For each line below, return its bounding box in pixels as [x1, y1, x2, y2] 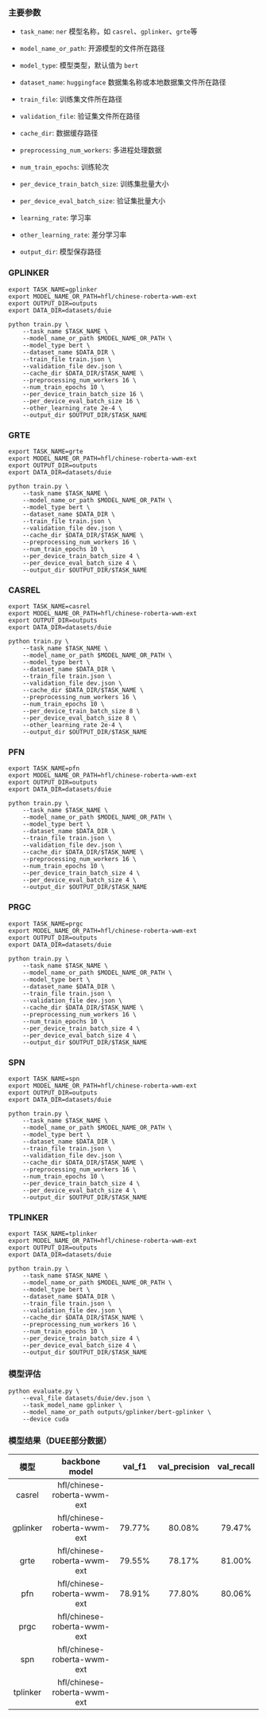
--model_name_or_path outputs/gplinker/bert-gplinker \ [22, 1408, 212, 1416]
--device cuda [22, 1415, 69, 1423]
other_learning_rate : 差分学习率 [19, 230, 127, 240]
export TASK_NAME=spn [8, 1075, 80, 1083]
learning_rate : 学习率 [19, 213, 91, 222]
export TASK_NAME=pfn [8, 765, 80, 773]
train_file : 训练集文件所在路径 [19, 94, 123, 104]
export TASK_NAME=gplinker [8, 285, 98, 293]
